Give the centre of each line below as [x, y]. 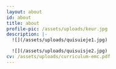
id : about [19, 18]
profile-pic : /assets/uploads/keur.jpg [57, 29]
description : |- [27, 34]
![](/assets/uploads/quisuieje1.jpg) [60, 40]
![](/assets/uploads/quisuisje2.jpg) [60, 51]
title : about [23, 23]
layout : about [24, 12]
